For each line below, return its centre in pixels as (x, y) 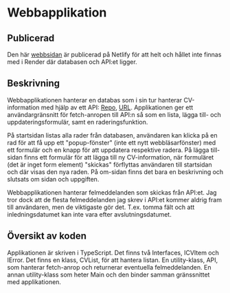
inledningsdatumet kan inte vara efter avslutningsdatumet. (89, 214)
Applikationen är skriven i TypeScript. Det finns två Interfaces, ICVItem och (113, 252)
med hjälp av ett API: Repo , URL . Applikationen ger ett (117, 107)
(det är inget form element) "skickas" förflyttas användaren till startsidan (110, 164)
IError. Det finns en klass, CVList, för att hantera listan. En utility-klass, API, (113, 260)
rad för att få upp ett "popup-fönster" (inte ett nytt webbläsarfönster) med (112, 142)
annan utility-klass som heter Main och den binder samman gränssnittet (108, 274)
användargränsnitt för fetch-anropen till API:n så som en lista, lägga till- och (114, 114)
